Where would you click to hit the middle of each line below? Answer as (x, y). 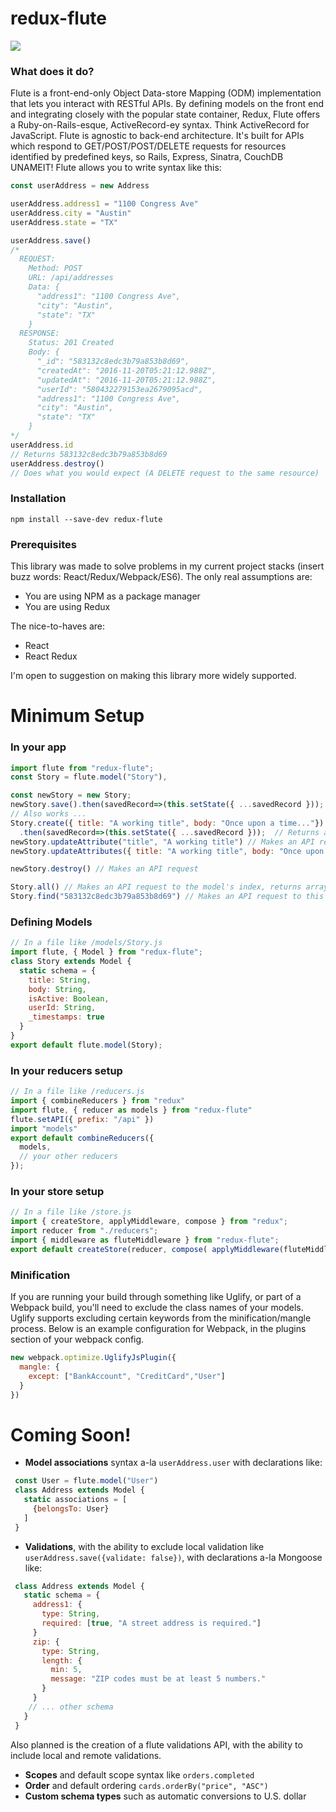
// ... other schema (71, 1707)
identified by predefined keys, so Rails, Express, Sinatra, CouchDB (147, 157)
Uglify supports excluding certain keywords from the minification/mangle (161, 1318)
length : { (62, 1660)
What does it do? (52, 71)
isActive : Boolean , (69, 998)
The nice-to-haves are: (58, 626)
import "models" (44, 1128)
